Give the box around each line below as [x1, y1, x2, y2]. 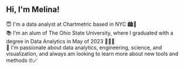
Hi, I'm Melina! [6, 5, 60, 15]
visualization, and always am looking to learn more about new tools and [6, 50, 179, 57]
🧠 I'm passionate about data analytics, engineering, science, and [6, 44, 162, 51]
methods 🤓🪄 [6, 57, 38, 64]
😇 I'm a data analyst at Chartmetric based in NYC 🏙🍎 [6, 20, 137, 27]
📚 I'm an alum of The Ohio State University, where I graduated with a [6, 29, 174, 36]
